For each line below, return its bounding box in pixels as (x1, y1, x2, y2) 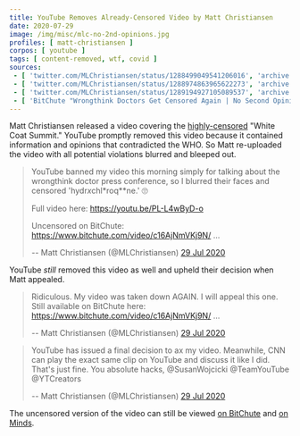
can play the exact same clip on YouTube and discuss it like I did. (30, 355, 271, 365)
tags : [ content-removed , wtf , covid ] (9, 54, 158, 63)
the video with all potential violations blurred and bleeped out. (9, 149, 237, 160)
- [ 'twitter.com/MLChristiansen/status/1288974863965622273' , (12, 80, 254, 88)
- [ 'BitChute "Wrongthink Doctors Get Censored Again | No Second (12, 96, 270, 105)
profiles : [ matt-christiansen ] (9, 38, 134, 47)
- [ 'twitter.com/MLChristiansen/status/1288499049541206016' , (12, 71, 254, 80)
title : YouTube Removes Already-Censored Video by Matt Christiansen (9, 13, 274, 22)
